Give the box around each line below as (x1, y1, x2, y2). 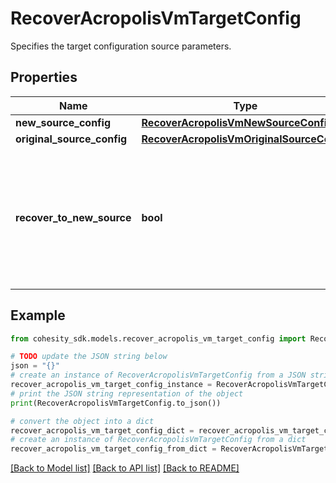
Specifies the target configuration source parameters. (10, 40, 232, 52)
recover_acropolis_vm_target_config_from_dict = (10, 444, 217, 454)
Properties (10, 69, 78, 86)
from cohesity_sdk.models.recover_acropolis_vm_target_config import (10, 333, 307, 344)
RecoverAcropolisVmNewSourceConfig (141, 115, 334, 129)
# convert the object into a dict (10, 416, 155, 426)
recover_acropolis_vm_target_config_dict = (10, 425, 195, 436)
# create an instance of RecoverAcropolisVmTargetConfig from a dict (10, 435, 307, 445)
